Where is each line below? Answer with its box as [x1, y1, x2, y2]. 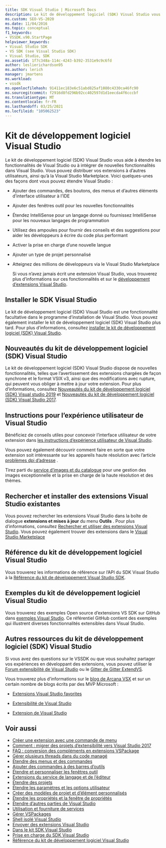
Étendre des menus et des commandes [12, 758, 93, 764]
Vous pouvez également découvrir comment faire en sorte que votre [5, 447, 145, 453]
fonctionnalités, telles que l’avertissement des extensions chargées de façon [5, 370, 162, 376]
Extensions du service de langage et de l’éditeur [12, 774, 111, 780]
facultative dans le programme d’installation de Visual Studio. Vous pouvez [5, 314, 158, 320]
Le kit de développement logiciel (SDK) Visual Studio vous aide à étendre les [5, 157, 162, 163]
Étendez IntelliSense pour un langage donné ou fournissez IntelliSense [12, 212, 157, 218]
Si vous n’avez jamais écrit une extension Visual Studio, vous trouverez [12, 271, 158, 277]
